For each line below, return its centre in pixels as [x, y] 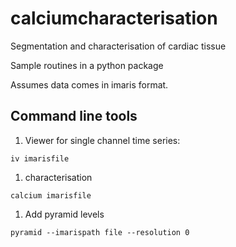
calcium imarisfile [51, 195]
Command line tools [74, 116]
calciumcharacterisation [114, 18]
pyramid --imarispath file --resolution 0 [100, 232]
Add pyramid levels [64, 214]
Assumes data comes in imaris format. [89, 84]
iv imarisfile [40, 158]
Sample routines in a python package [87, 65]
